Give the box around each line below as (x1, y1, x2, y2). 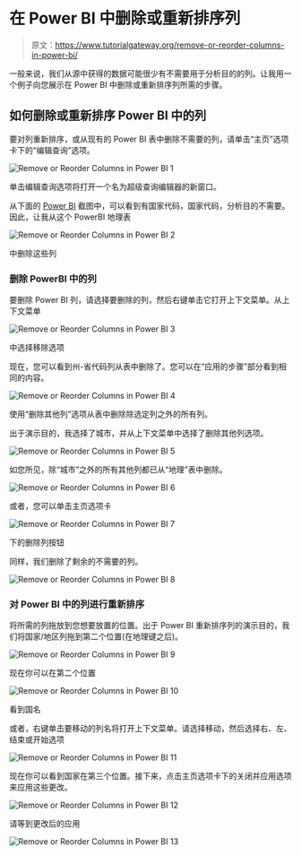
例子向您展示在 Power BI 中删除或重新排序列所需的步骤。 (16, 79, 228, 90)
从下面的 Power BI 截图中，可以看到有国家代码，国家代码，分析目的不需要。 (9, 200, 290, 211)
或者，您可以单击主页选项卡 (9, 501, 112, 512)
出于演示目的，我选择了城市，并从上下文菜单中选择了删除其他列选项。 (9, 427, 269, 439)
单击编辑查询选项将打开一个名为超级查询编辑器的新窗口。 (9, 181, 221, 192)
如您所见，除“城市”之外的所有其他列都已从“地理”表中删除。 (9, 464, 228, 475)
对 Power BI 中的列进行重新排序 (9, 598, 145, 610)
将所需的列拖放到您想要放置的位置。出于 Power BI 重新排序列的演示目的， (9, 620, 282, 631)
